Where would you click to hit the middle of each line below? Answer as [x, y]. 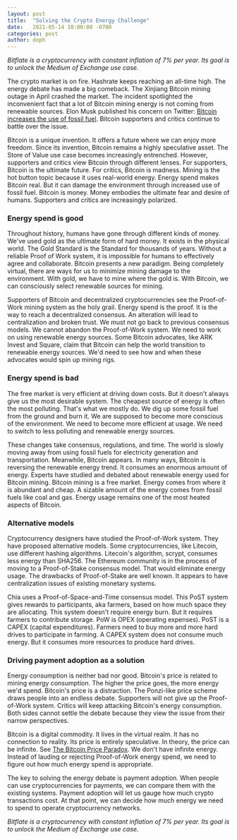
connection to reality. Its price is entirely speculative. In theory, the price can [119, 742]
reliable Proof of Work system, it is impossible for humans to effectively [111, 256]
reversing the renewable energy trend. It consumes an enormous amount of [117, 467]
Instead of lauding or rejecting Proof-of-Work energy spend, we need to [112, 757]
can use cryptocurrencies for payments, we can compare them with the [111, 786]
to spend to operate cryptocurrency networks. [75, 808]
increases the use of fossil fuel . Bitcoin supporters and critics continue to [114, 119]
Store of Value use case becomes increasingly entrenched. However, [108, 155]
